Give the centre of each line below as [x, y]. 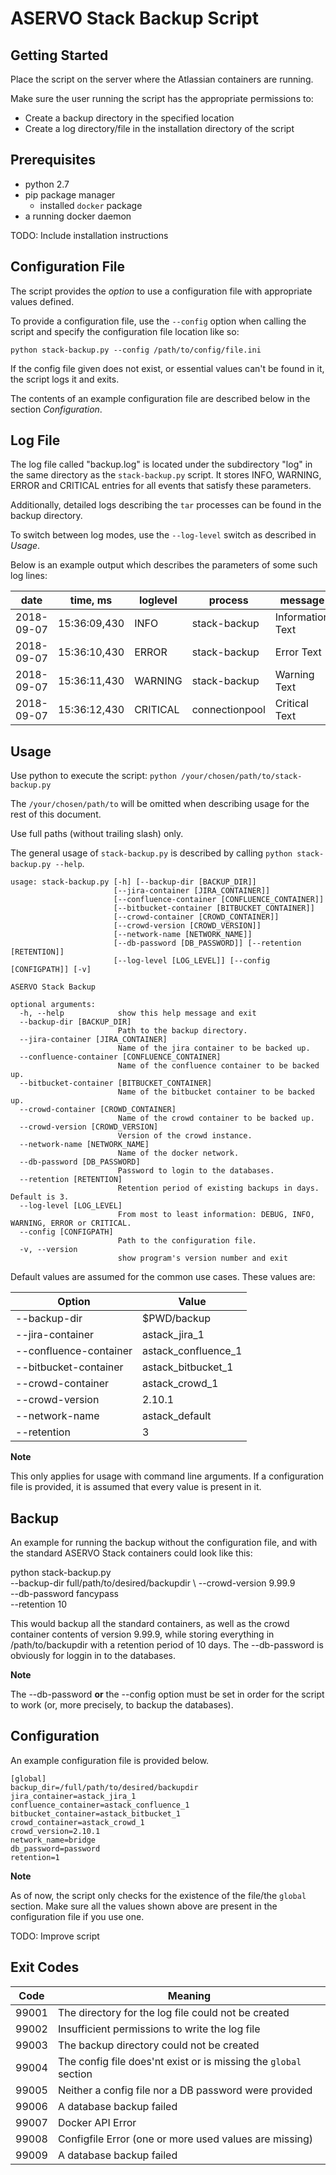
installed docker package [91, 205]
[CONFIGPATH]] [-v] [51, 970]
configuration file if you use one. [77, 1916]
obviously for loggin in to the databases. [93, 1656]
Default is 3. [40, 1197]
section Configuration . [56, 409]
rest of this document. [56, 814]
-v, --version [48, 1250]
